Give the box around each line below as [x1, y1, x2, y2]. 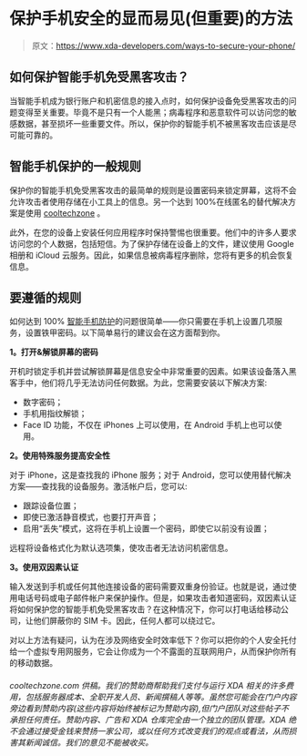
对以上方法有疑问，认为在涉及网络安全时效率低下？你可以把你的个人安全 [9, 635, 281, 646]
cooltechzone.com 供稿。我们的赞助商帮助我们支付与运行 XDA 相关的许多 [9, 679, 286, 690]
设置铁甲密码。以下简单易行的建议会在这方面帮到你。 [25, 327, 225, 338]
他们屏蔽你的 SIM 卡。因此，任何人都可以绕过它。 [33, 616, 220, 627]
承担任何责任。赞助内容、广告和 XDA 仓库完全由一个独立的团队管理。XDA [9, 714, 287, 725]
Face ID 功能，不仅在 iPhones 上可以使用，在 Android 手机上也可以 [22, 420, 274, 431]
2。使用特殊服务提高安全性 [9, 450, 111, 461]
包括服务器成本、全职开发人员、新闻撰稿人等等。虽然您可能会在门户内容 [25, 691, 297, 702]
